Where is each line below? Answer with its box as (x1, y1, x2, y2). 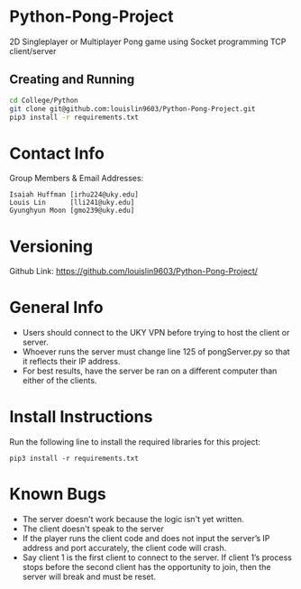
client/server (9, 45, 57, 56)
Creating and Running (9, 72, 135, 87)
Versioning (9, 236, 93, 256)
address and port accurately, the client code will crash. (22, 543, 227, 554)
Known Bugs (9, 484, 106, 504)
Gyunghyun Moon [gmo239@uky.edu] (9, 206, 135, 216)
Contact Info (9, 143, 105, 163)
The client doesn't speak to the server (22, 523, 164, 534)
